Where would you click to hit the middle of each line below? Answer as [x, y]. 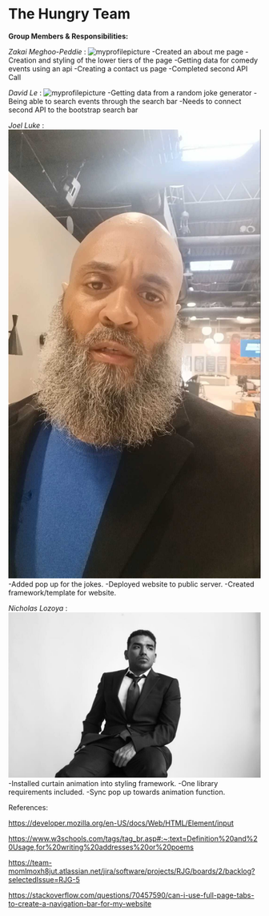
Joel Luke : [26, 125]
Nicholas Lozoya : [38, 608]
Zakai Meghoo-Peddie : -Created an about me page [126, 51]
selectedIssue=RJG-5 [44, 879]
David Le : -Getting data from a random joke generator [130, 92]
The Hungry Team [69, 14]
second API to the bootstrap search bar [73, 110]
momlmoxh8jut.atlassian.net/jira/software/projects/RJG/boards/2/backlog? [132, 871]
